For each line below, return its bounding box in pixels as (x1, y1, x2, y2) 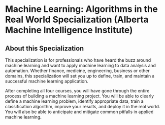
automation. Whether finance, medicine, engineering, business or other (5, 68, 150, 74)
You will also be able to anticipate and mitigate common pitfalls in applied (5, 109, 154, 115)
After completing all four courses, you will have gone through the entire (5, 88, 150, 93)
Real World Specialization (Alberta (5, 14, 149, 25)
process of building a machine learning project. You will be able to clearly (5, 93, 154, 99)
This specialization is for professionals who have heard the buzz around (5, 57, 151, 63)
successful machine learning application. (5, 78, 89, 84)
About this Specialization (5, 44, 84, 52)
